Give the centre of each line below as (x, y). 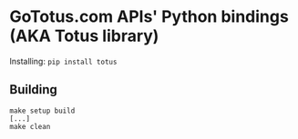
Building (33, 89)
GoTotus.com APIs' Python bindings (149, 17)
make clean (30, 126)
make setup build (42, 111)
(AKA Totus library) (84, 36)
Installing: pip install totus (63, 61)
